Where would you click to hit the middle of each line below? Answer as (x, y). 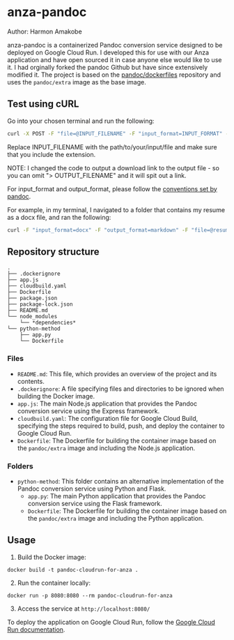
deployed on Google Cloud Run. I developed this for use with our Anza (108, 52)
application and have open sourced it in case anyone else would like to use (115, 59)
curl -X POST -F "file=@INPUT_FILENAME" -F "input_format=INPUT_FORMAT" (115, 133)
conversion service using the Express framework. (88, 411)
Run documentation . (36, 630)
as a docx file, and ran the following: (59, 217)
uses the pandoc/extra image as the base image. (77, 82)
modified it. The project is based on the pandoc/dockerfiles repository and (114, 75)
